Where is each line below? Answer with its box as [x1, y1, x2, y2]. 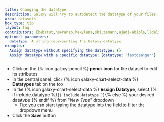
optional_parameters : [5, 35, 49, 40]
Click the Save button [12, 113, 56, 119]
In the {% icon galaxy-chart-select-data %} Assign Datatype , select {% [12, 86, 157, 93]
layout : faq [5, 25, 29, 30]
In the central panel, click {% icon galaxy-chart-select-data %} [12, 76, 139, 82]
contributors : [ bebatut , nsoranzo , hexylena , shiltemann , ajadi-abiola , [5, 30, 147, 35]
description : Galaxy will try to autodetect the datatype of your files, [5, 12, 159, 17]
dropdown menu [19, 107, 53, 113]
